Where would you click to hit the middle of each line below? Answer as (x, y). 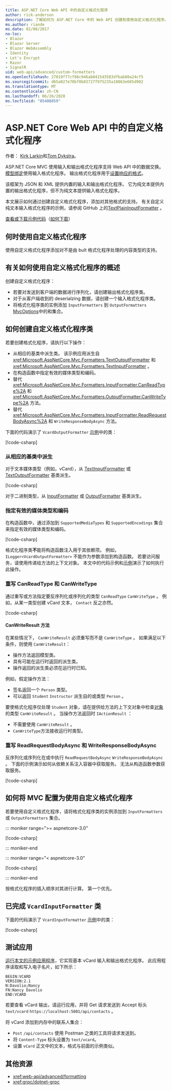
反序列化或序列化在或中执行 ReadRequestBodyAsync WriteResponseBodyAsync (84, 758)
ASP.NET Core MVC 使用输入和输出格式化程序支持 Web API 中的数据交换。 (84, 167)
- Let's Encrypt (23, 58)
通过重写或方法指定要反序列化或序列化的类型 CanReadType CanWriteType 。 (83, 596)
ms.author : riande (25, 24)
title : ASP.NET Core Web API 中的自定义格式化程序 (57, 10)
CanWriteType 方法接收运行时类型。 (49, 731)
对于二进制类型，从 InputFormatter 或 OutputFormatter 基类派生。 (75, 496)
